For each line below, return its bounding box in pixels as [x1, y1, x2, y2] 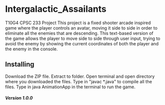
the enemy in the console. [5, 46, 58, 52]
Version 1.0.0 [5, 95, 33, 101]
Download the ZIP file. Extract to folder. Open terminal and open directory [5, 73, 155, 79]
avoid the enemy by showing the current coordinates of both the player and [5, 40, 159, 46]
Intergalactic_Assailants [5, 3, 107, 15]
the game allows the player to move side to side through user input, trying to [5, 35, 161, 41]
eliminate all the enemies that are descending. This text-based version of [5, 30, 154, 36]
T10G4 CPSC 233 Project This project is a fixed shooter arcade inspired [5, 20, 151, 26]
